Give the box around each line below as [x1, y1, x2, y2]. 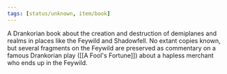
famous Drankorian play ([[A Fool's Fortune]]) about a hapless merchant [7, 51, 214, 59]
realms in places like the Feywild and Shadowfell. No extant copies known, [7, 36, 221, 45]
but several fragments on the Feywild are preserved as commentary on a [7, 44, 216, 52]
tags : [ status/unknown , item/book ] [7, 10, 111, 17]
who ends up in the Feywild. [7, 58, 88, 66]
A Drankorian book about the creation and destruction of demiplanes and [7, 29, 217, 37]
